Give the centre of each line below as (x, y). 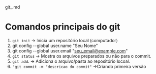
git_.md (13, 7)
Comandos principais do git (63, 27)
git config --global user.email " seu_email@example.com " (70, 50)
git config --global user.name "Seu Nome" (55, 46)
